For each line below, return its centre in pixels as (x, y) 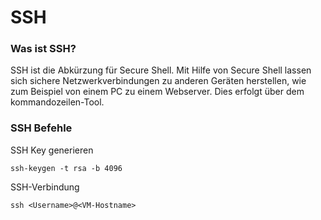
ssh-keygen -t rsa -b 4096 (66, 168)
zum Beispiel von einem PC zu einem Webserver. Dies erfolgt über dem (157, 92)
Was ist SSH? (43, 49)
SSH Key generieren (52, 150)
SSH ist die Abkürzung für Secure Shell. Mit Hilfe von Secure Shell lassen (161, 70)
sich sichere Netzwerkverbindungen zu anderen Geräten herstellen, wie (158, 81)
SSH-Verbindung (45, 187)
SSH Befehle (41, 128)
